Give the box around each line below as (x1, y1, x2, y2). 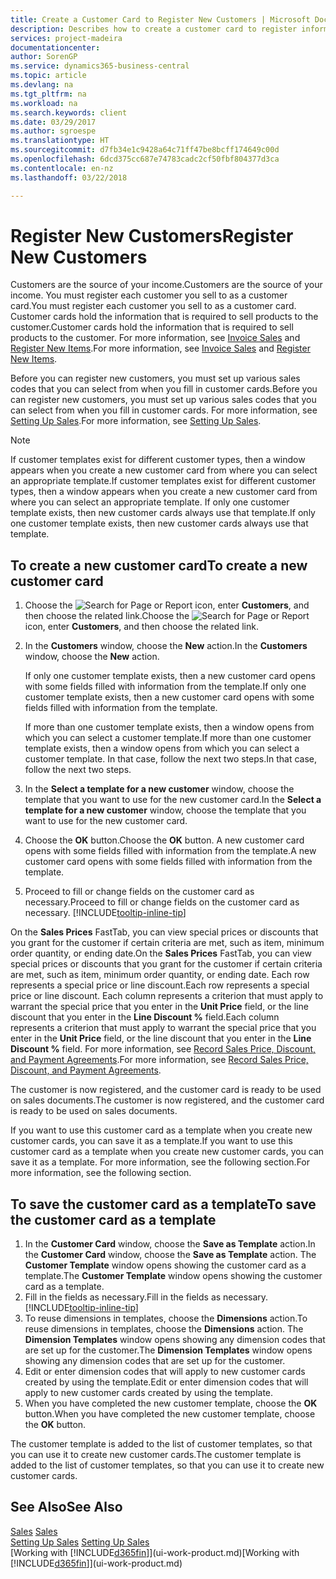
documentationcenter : (10, 42, 101, 53)
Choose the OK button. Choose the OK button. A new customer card (24, 834, 305, 846)
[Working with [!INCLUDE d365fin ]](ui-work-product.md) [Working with (10, 1546, 300, 1558)
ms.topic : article (10, 71, 87, 81)
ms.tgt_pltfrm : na (10, 89, 87, 99)
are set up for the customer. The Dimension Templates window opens (24, 1344, 313, 1356)
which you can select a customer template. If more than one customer (24, 732, 312, 744)
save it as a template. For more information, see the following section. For (10, 1156, 311, 1168)
